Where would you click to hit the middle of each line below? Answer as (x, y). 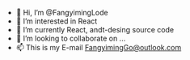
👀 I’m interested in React (57, 21)
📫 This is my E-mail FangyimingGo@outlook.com (99, 47)
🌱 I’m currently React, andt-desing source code (95, 30)
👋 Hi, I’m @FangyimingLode (62, 13)
